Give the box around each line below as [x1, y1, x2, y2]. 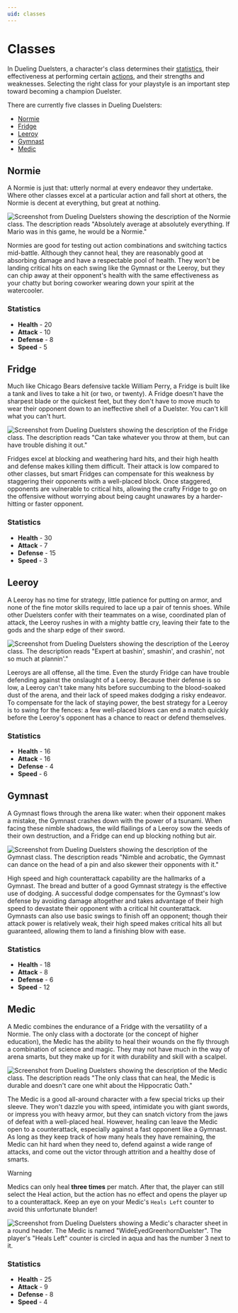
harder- [200, 492, 223, 501]
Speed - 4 [17, 1297, 48, 1307]
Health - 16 [17, 746, 51, 755]
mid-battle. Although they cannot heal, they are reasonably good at [7, 249, 204, 257]
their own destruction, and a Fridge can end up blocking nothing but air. [7, 831, 217, 840]
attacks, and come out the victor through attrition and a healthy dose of [7, 1147, 216, 1156]
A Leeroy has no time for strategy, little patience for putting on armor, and [7, 596, 222, 604]
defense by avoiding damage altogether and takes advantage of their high [7, 897, 224, 905]
